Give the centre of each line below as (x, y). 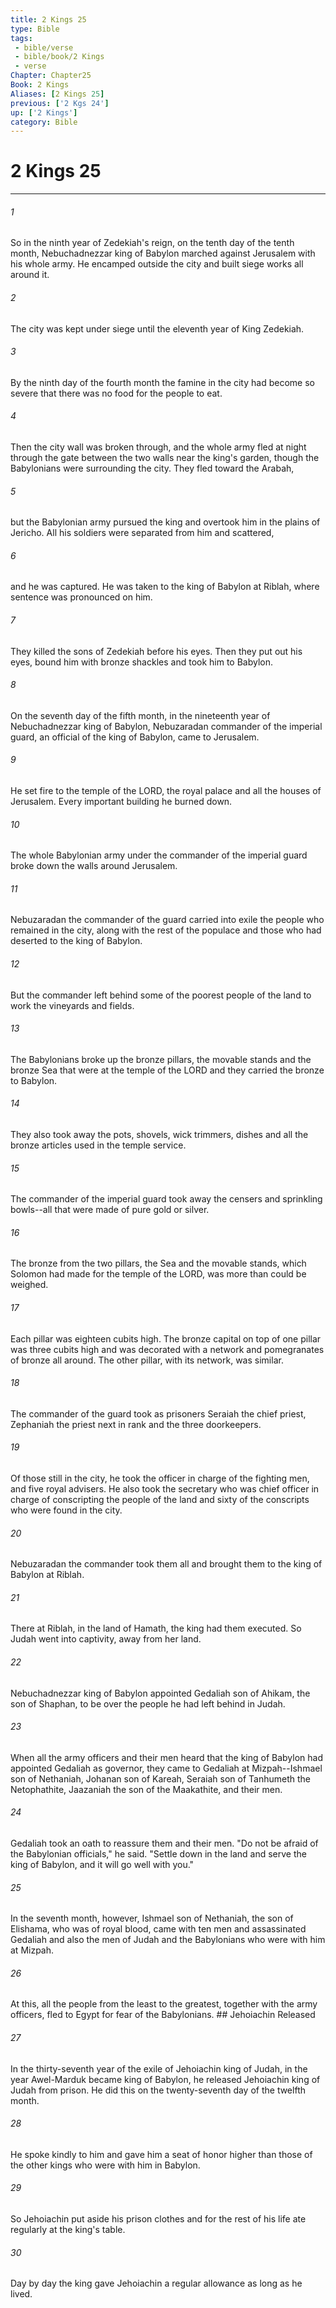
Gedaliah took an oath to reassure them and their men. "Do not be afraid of (164, 1843)
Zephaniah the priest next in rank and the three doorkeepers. (136, 1424)
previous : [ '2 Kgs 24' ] (60, 103)
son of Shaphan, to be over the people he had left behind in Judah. (148, 1703)
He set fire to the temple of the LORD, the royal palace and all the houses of (166, 791)
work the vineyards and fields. (72, 1005)
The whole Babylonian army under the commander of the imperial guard (159, 855)
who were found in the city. (66, 1510)
